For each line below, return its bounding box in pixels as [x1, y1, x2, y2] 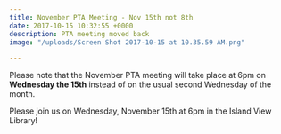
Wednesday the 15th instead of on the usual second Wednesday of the [9, 79, 272, 90]
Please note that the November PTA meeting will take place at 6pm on [9, 70, 266, 81]
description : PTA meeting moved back [9, 29, 150, 38]
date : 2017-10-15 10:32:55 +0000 [9, 21, 134, 30]
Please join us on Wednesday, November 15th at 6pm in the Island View [9, 106, 272, 116]
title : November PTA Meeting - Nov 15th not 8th [9, 12, 194, 22]
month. [9, 89, 36, 99]
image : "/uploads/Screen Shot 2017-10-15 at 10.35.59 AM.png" [9, 37, 245, 47]
